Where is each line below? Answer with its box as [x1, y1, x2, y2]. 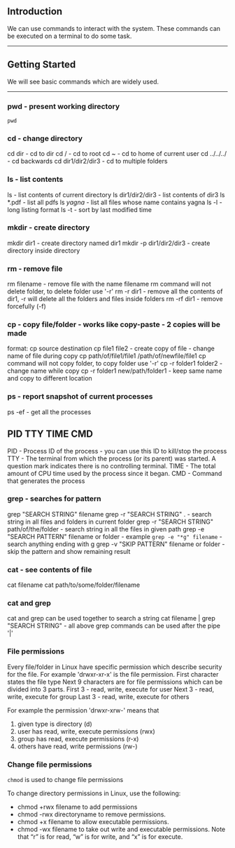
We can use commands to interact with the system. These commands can [7, 24, 221, 32]
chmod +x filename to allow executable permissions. [17, 818, 169, 826]
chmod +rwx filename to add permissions [17, 803, 138, 811]
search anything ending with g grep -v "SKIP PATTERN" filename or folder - [7, 540, 225, 548]
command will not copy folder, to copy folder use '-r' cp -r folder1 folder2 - [7, 359, 222, 368]
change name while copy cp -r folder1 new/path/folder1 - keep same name [7, 366, 222, 375]
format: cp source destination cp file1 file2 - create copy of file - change [7, 344, 215, 353]
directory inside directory [7, 246, 80, 255]
